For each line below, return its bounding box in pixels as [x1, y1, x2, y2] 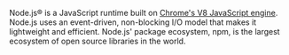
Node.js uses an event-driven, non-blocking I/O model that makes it [9, 17, 257, 27]
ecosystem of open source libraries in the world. [9, 35, 186, 46]
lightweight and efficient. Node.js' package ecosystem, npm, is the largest [9, 27, 281, 36]
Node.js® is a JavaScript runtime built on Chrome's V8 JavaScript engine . [9, 8, 278, 18]
